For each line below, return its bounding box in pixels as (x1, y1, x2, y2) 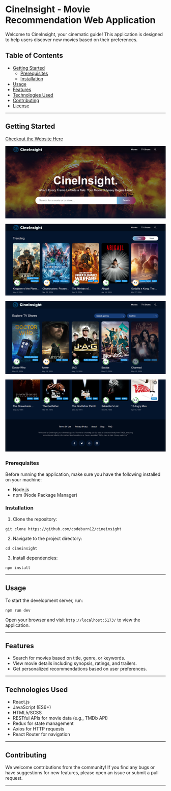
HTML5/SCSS (12, 710, 42, 716)
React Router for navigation (12, 731, 70, 738)
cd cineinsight (5, 545, 38, 551)
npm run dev (5, 607, 31, 613)
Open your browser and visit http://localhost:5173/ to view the (5, 617, 141, 623)
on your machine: (5, 476, 42, 482)
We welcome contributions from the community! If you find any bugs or (5, 764, 155, 771)
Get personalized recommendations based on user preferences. (12, 666, 147, 672)
